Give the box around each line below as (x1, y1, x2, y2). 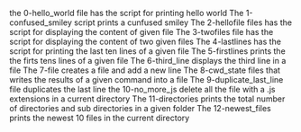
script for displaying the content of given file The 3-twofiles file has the (9, 27, 274, 37)
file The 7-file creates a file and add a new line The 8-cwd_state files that (9, 65, 281, 75)
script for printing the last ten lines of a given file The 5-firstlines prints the (9, 46, 286, 57)
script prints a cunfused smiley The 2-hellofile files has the (73, 17, 293, 28)
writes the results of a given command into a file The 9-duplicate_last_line (9, 75, 284, 84)
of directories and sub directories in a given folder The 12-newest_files (9, 103, 272, 113)
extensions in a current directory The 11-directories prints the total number (9, 93, 286, 104)
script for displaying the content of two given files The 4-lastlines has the (9, 36, 282, 47)
